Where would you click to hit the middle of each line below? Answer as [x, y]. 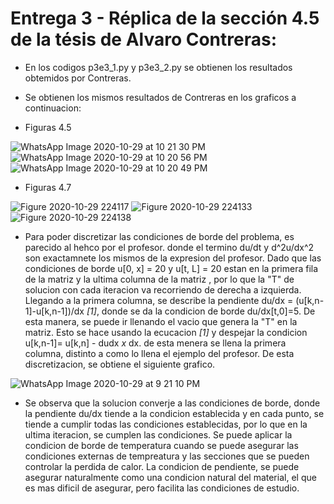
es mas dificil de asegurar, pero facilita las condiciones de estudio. [162, 488]
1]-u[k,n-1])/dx [54, 311]
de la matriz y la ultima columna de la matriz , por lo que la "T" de [159, 279]
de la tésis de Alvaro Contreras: [143, 39]
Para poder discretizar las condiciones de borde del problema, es [159, 236]
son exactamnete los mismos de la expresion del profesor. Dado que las [173, 258]
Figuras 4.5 [48, 127]
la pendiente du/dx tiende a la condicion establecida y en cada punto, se [174, 413]
